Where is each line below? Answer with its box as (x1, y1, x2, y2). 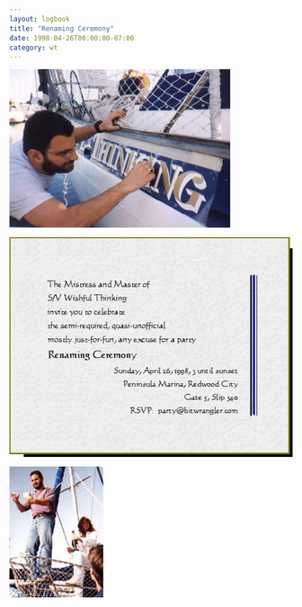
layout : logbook (9, 14, 70, 23)
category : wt (9, 43, 58, 52)
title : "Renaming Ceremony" (9, 23, 115, 33)
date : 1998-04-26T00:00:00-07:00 (9, 33, 135, 42)
